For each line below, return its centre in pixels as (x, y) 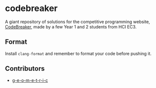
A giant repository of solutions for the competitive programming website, (78, 22)
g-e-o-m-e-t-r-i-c (30, 80)
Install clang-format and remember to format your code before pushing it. (78, 53)
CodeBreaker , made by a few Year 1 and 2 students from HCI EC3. (71, 26)
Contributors (25, 69)
